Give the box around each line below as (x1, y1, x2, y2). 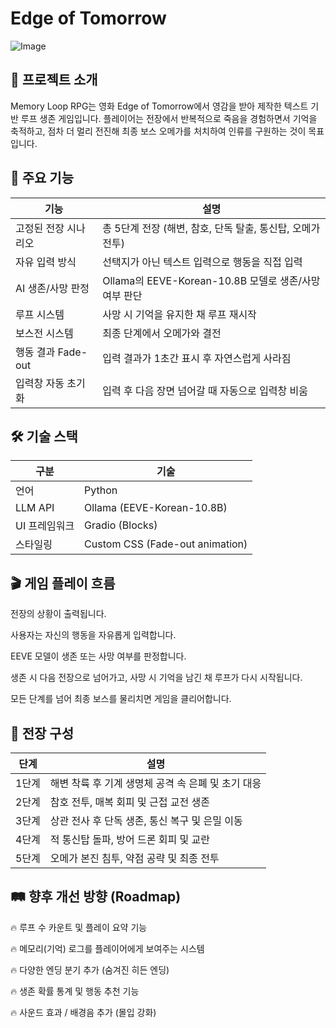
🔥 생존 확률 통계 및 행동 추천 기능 (10, 985, 140, 997)
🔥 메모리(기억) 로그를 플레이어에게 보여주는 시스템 (10, 942, 205, 954)
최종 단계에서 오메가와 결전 (102, 326, 222, 340)
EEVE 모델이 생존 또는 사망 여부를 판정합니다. (10, 650, 187, 662)
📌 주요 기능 (10, 170, 75, 187)
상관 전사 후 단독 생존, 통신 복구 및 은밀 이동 (49, 814, 243, 827)
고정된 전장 (15, 221, 65, 235)
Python (84, 483, 118, 497)
